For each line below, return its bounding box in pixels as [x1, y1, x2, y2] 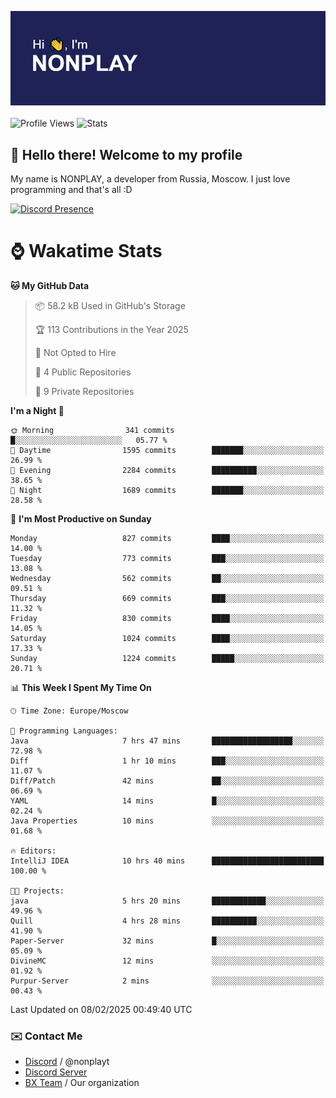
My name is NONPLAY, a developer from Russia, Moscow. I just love [10, 173, 291, 185]
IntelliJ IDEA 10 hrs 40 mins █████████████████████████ [10, 856, 325, 866]
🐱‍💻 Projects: [10, 886, 65, 896]
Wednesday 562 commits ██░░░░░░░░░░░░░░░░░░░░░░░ [10, 573, 325, 583]
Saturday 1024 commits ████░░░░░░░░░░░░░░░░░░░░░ [10, 633, 325, 643]
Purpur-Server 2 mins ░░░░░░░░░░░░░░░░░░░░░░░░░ [10, 976, 325, 986]
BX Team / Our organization [24, 1077, 140, 1089]
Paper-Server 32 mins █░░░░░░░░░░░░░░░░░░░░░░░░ [10, 936, 325, 946]
